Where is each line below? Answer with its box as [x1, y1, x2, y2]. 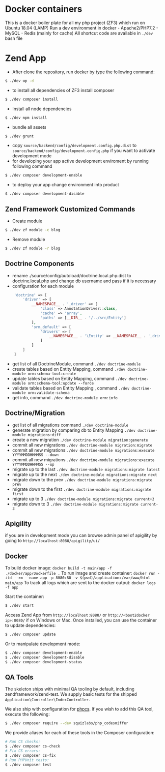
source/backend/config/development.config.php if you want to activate [12, 148, 156, 153]
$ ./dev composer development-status [5, 659, 82, 664]
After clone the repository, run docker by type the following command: [12, 69, 155, 75]
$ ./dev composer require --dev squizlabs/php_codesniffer [5, 721, 129, 726]
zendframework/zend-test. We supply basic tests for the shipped [5, 691, 137, 697]
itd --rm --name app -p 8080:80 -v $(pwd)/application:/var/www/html [5, 575, 151, 581]
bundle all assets [12, 124, 47, 130]
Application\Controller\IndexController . [5, 697, 90, 703]
